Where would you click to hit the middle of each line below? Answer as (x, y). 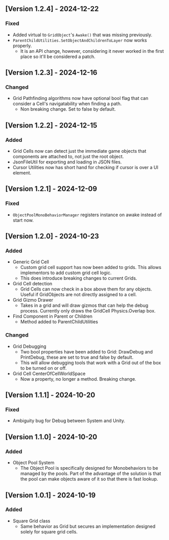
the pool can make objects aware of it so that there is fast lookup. (89, 479)
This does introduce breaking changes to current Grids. (79, 278)
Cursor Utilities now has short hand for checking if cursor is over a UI (85, 168)
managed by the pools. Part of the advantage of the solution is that (91, 473)
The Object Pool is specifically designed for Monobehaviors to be (89, 468)
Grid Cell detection (32, 284)
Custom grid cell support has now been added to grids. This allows (91, 267)
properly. (22, 46)
